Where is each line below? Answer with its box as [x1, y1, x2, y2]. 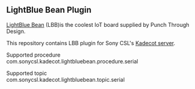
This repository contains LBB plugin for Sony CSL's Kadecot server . [6, 39, 175, 46]
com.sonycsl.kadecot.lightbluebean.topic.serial [6, 76, 125, 83]
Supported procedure [6, 51, 61, 59]
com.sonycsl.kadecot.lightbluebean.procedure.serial [6, 57, 138, 65]
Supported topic [6, 69, 48, 77]
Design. [6, 27, 26, 35]
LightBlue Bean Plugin [6, 5, 92, 15]
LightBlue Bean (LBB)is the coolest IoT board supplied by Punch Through [6, 21, 190, 28]
